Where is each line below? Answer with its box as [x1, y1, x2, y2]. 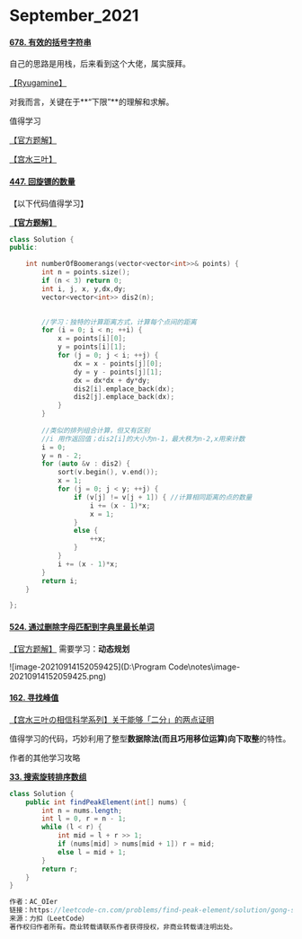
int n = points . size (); [41, 268, 130, 277]
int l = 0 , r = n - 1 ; [41, 814, 127, 823]
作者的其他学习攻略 [9, 752, 81, 763]
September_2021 [9, 5, 139, 26]
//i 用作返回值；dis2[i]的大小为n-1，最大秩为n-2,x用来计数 [41, 434, 245, 443]
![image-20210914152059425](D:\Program [9, 661, 166, 672]
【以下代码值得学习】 [9, 198, 88, 208]
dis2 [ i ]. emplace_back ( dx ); [73, 384, 175, 394]
